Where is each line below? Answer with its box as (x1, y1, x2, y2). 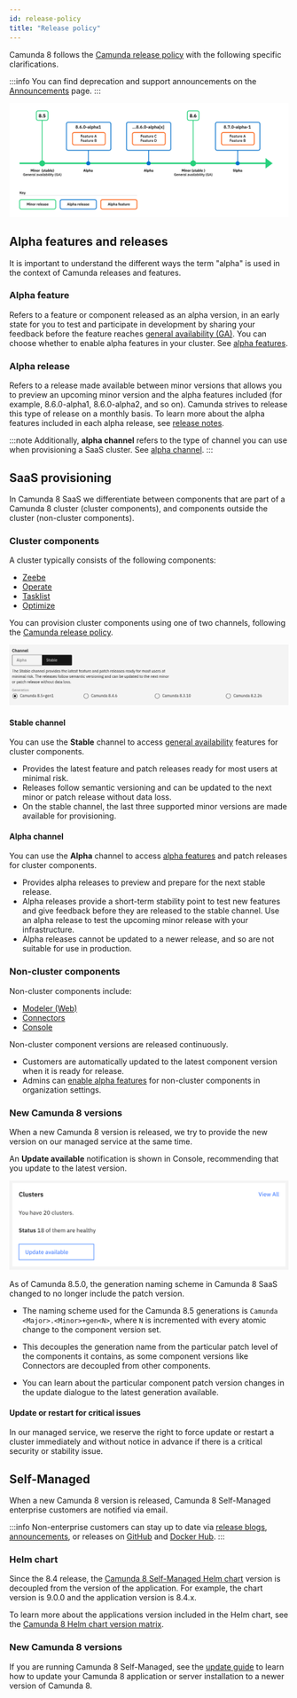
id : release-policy (9, 14, 82, 23)
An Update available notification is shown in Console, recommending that (9, 1154, 279, 1165)
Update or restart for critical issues (9, 1407, 142, 1418)
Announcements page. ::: (9, 85, 102, 96)
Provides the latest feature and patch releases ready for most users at (21, 763, 277, 774)
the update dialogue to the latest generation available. (21, 1386, 219, 1397)
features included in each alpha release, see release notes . (9, 418, 224, 429)
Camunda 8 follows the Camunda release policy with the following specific (9, 49, 282, 59)
